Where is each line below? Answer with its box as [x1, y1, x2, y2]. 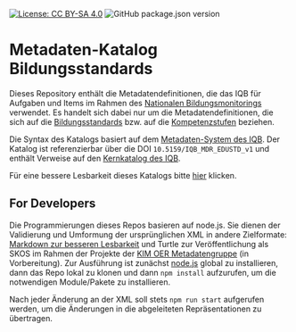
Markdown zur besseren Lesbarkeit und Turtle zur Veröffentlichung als [9, 238, 269, 249]
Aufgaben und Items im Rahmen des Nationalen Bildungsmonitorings [9, 97, 262, 108]
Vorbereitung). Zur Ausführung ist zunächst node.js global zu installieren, [9, 257, 279, 268]
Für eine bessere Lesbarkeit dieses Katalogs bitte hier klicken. [9, 170, 237, 180]
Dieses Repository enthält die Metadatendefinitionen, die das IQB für [9, 87, 261, 98]
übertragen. [9, 312, 53, 323]
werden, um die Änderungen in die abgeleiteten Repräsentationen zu [9, 303, 262, 314]
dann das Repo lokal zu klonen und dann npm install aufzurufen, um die [9, 267, 276, 278]
